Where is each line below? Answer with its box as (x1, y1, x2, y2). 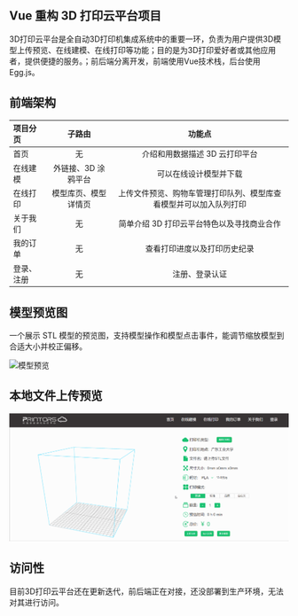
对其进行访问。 (9, 597, 64, 607)
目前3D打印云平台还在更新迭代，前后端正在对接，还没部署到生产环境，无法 (9, 586, 284, 597)
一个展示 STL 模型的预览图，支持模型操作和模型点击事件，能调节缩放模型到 (9, 330, 285, 340)
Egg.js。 (9, 66, 40, 77)
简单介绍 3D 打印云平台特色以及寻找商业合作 (118, 218, 281, 229)
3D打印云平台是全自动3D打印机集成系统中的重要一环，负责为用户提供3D (9, 34, 274, 44)
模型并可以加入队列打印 (161, 199, 247, 209)
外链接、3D (52, 162, 96, 173)
